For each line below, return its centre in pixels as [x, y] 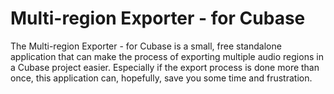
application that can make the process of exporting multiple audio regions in [167, 56]
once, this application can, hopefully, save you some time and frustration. [161, 78]
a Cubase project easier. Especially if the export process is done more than [165, 67]
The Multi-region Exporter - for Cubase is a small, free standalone [146, 46]
